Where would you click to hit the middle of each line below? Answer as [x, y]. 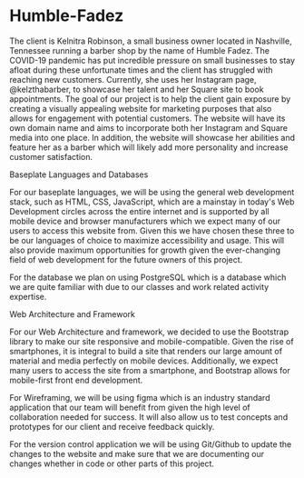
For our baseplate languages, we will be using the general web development [152, 192]
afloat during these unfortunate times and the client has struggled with [142, 70]
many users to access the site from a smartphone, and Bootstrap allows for [150, 370]
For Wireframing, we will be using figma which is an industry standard [140, 397]
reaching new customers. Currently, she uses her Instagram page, [133, 79]
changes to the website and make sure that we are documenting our [137, 453]
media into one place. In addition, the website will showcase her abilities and [152, 137]
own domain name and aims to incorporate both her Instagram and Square [149, 127]
